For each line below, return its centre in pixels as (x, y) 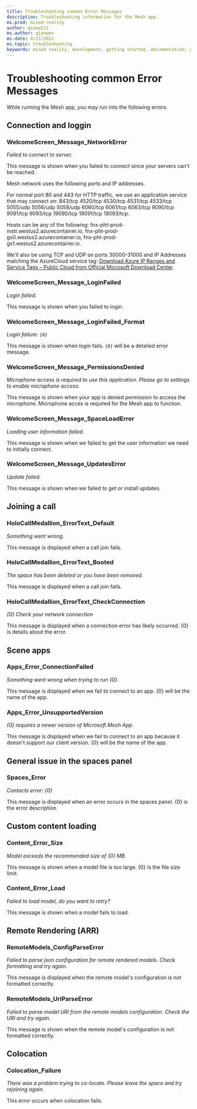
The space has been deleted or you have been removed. (75, 575)
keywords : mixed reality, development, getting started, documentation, (97, 50)
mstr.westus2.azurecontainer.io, (45, 231)
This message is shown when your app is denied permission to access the (96, 398)
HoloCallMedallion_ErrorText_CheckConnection (76, 602)
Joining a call (31, 507)
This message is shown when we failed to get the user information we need (98, 443)
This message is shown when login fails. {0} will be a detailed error (87, 346)
